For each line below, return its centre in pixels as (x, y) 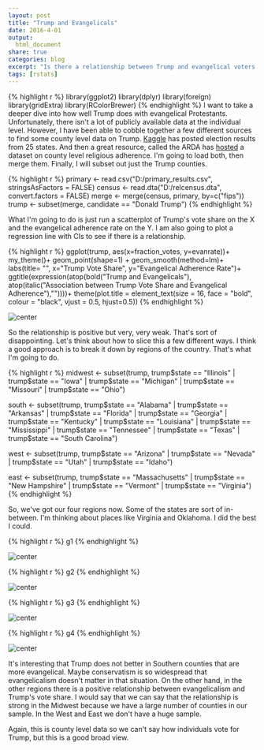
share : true (28, 52)
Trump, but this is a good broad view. (69, 737)
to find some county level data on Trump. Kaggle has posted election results (132, 138)
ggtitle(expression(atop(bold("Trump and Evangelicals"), (100, 276)
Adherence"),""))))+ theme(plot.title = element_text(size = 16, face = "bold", (130, 293)
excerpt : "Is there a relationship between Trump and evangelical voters (132, 67)
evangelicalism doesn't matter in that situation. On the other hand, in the (125, 680)
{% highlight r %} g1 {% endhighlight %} (74, 541)
